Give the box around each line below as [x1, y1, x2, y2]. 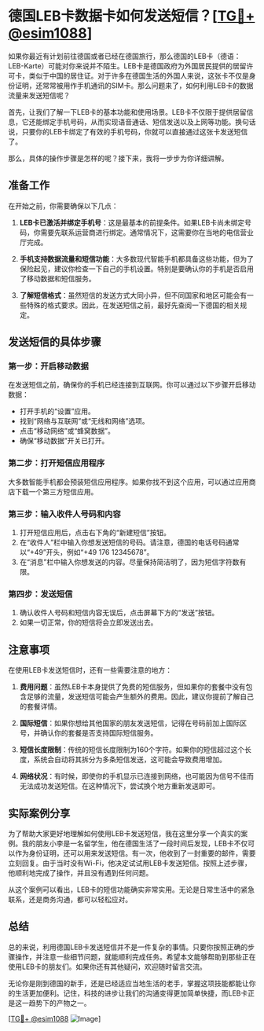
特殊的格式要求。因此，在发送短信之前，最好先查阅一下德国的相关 [26, 300, 240, 310]
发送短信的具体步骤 [8, 336, 101, 349]
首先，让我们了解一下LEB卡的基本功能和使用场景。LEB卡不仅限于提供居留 [8, 107, 247, 116]
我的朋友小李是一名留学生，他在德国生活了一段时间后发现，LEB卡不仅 [21, 838, 248, 848]
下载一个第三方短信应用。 [14, 486, 98, 496]
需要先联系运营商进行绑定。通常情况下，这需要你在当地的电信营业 [40, 227, 254, 237]
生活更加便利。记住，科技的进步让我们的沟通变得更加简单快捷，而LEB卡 [14, 988, 248, 998]
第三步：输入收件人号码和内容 [8, 508, 122, 519]
